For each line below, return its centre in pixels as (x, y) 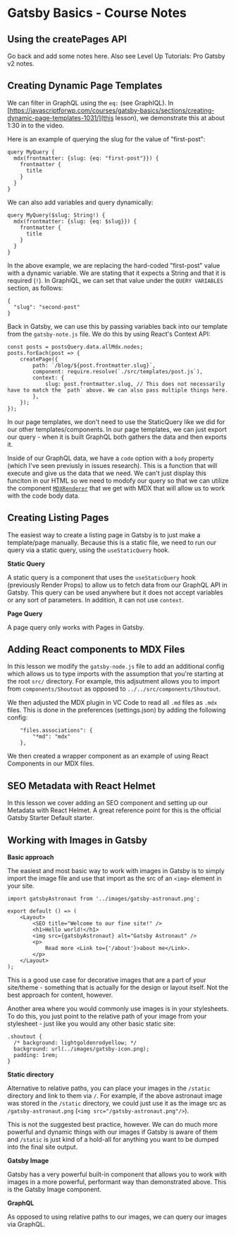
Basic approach (31, 858)
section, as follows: (35, 288)
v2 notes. (21, 64)
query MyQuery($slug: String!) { (56, 215)
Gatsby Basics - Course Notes (97, 13)
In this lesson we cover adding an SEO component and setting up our (108, 803)
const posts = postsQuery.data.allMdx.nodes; (75, 347)
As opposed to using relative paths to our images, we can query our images (117, 1217)
